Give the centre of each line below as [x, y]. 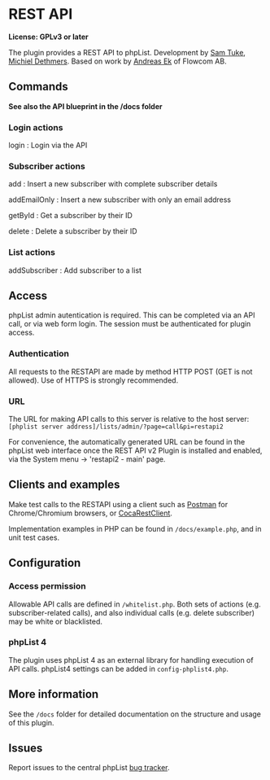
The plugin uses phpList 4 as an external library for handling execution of [131, 659]
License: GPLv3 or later [49, 37]
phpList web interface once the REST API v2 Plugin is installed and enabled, [135, 451]
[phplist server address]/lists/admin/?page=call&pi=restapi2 [116, 427]
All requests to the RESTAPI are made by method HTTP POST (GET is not [131, 371]
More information [54, 694]
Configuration [45, 563]
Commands [39, 87]
